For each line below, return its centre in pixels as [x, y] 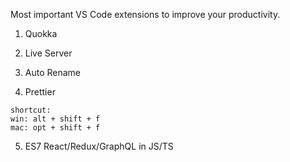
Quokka [41, 33]
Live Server [48, 53]
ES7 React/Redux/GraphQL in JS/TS [99, 146]
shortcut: [31, 110]
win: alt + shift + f [55, 119]
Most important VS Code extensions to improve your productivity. [145, 14]
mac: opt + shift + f [55, 128]
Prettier [40, 92]
